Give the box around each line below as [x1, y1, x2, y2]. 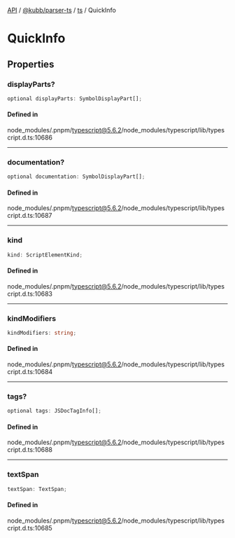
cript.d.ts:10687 [7, 212, 52, 220]
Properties [7, 58, 55, 70]
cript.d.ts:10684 [7, 368, 53, 376]
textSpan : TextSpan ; [7, 485, 68, 492]
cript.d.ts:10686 [7, 133, 53, 142]
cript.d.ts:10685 [7, 523, 52, 532]
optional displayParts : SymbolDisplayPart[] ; [7, 95, 142, 102]
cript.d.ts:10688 [7, 446, 52, 454]
